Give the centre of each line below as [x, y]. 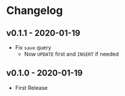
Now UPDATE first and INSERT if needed [72, 54]
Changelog [35, 11]
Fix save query [33, 47]
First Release [31, 87]
